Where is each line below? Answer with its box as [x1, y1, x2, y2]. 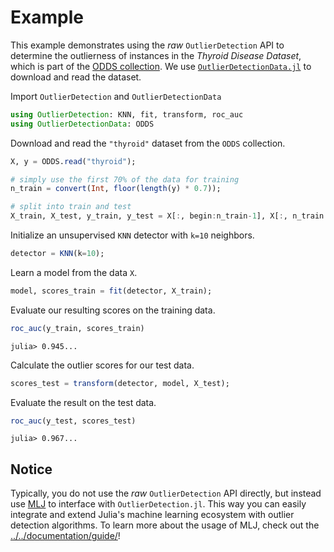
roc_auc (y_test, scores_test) [10, 416, 137, 426]
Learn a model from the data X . [10, 266, 138, 278]
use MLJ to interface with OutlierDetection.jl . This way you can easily [10, 498, 307, 510]
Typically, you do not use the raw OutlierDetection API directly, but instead [10, 487, 322, 500]
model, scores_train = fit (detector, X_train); [10, 286, 213, 296]
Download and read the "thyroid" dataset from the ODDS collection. [10, 137, 286, 149]
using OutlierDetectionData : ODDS [10, 119, 155, 129]
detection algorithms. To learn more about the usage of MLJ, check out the [10, 519, 320, 531]
